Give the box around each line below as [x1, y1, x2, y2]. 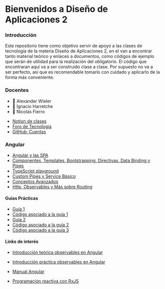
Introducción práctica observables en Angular [12, 259, 106, 265]
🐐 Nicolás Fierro [12, 108, 45, 114]
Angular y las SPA [12, 152, 48, 158]
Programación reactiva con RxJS [12, 278, 79, 284]
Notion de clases [12, 118, 47, 124]
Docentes [5, 87, 29, 94]
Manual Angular [12, 269, 45, 275]
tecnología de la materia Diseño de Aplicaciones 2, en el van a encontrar [5, 48, 153, 54]
